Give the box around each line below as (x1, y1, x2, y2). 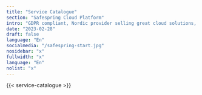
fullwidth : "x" (6, 54, 45, 60)
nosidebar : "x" (6, 48, 45, 54)
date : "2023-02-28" (6, 25, 56, 32)
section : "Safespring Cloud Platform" (6, 15, 104, 21)
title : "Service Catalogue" (6, 8, 78, 15)
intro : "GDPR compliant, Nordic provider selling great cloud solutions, (6, 20, 197, 26)
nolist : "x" (6, 65, 36, 71)
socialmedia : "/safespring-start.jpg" (6, 43, 104, 49)
